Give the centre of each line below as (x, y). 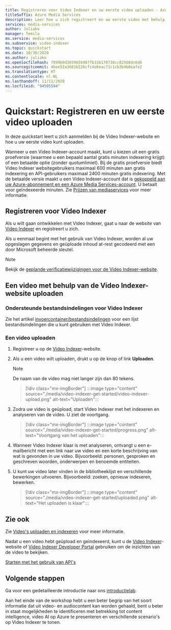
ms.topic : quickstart (28, 48)
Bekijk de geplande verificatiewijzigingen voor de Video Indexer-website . (82, 269)
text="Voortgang (43, 435)
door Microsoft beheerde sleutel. (40, 250)
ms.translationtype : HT (31, 72)
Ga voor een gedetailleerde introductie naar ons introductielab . (71, 590)
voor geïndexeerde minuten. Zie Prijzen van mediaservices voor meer (78, 190)
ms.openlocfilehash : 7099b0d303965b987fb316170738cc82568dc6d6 (74, 62)
